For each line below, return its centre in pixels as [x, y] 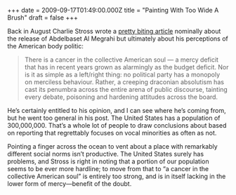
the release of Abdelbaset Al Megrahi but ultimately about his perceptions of [118, 39]
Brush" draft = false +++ [43, 18]
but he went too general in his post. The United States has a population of [114, 118]
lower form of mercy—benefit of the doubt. [70, 184]
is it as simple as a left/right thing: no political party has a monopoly [122, 74]
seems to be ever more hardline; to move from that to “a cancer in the [108, 169]
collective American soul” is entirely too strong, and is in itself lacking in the [117, 176]
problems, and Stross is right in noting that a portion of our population [108, 161]
